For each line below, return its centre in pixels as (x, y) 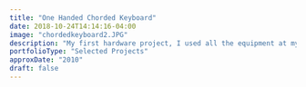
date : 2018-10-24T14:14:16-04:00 (73, 26)
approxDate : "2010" (46, 60)
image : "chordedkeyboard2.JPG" (69, 34)
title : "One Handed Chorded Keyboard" (83, 18)
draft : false (34, 69)
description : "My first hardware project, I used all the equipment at (148, 43)
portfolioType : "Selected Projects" (79, 52)
